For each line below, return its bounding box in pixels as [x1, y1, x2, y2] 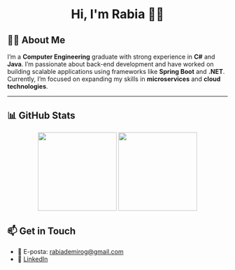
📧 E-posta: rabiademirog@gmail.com [17, 247, 124, 255]
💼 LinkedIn [17, 255, 48, 263]
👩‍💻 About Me [7, 34, 66, 46]
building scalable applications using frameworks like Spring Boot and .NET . [7, 68, 225, 75]
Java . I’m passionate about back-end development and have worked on [7, 60, 215, 68]
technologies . [7, 82, 48, 90]
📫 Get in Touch [7, 225, 76, 237]
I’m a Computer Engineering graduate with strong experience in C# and [7, 52, 215, 61]
